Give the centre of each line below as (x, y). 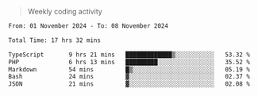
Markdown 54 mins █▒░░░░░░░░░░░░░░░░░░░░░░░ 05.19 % (129, 69)
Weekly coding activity (65, 12)
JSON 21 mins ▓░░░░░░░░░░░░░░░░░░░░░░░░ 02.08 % (129, 84)
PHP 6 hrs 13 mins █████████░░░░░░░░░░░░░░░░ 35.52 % (129, 62)
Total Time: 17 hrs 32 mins (55, 40)
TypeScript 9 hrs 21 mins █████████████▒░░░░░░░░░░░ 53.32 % (129, 55)
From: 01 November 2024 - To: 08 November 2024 (89, 26)
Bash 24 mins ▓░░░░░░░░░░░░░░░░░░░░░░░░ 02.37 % (129, 77)
